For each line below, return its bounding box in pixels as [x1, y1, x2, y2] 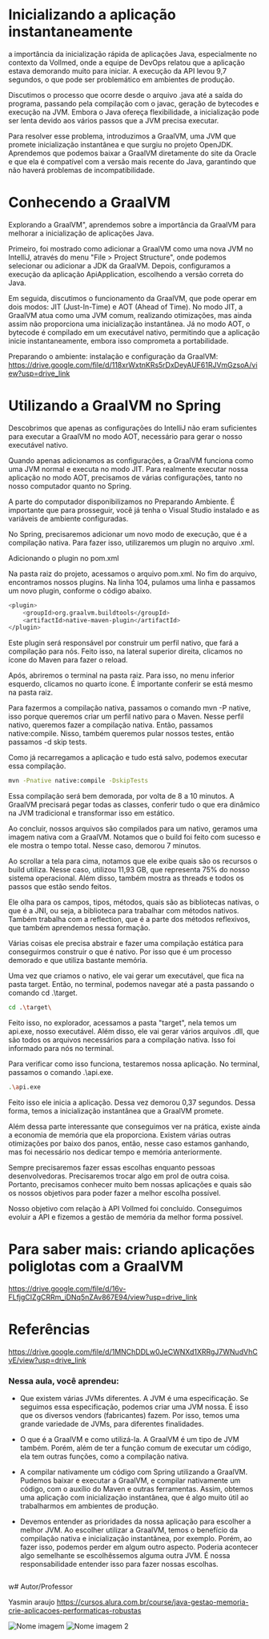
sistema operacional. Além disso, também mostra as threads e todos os [8, 873, 244, 883]
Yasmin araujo [8, 1597, 55, 1607]
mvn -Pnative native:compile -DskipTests [8, 777, 149, 785]
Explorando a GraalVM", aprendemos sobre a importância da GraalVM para [8, 219, 256, 229]
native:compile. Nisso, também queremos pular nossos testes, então [8, 729, 235, 739]
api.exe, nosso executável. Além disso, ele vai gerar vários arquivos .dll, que [8, 1027, 260, 1037]
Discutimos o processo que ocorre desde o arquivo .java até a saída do [8, 90, 243, 99]
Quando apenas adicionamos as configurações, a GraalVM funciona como [8, 455, 254, 465]
